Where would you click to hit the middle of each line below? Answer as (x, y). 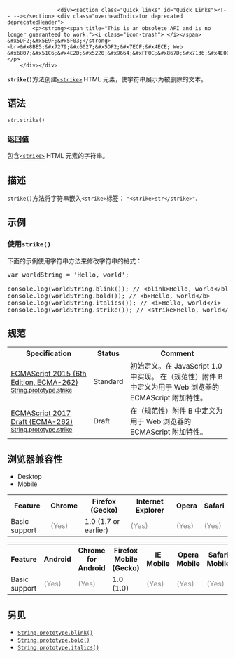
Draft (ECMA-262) (42, 422)
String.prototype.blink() (55, 633)
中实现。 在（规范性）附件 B (177, 377)
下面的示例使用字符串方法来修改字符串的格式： (74, 261)
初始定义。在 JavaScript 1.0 (176, 367)
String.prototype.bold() (54, 640)
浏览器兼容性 (35, 459)
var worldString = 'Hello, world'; (68, 275)
